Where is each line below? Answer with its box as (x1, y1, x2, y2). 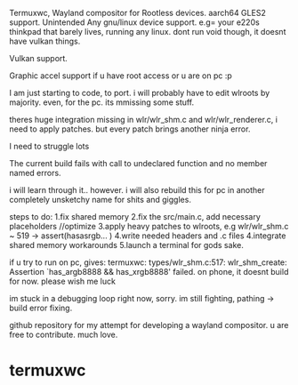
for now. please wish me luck (9, 276, 116, 286)
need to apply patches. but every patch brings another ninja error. (9, 124, 251, 134)
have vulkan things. (9, 36, 81, 46)
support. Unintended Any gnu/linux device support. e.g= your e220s (9, 17, 260, 28)
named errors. (9, 168, 61, 178)
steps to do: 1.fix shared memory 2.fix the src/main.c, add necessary (9, 212, 261, 221)
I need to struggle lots (9, 141, 90, 151)
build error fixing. (9, 302, 73, 313)
